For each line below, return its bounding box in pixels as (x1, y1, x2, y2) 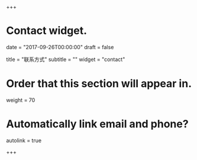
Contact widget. (6, 24, 88, 37)
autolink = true (6, 137, 42, 144)
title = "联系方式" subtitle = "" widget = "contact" (6, 56, 125, 63)
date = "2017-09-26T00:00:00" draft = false (6, 43, 114, 50)
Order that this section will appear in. (6, 77, 192, 91)
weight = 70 (6, 96, 35, 104)
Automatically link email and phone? (6, 117, 189, 131)
